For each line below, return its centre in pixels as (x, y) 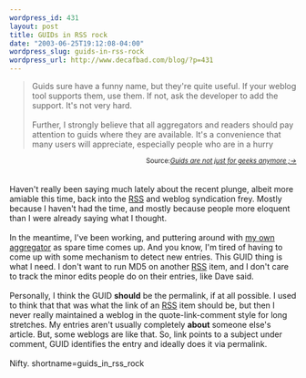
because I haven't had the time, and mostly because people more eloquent (150, 209)
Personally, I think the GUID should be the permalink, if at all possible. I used (153, 296)
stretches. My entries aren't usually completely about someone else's (140, 325)
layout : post (34, 26)
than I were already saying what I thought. (88, 218)
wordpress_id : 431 (44, 18)
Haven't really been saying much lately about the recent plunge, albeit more (152, 189)
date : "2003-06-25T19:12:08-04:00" (77, 43)
